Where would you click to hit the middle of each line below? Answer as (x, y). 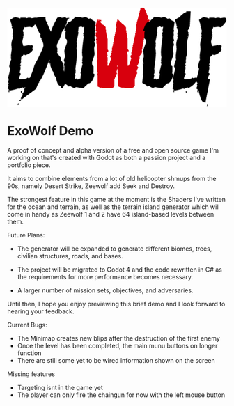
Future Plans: (26, 235)
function (29, 353)
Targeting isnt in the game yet (60, 387)
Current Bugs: (27, 325)
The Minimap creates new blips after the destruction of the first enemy (119, 338)
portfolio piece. (29, 165)
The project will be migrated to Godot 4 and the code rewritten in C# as (120, 270)
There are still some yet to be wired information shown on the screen (116, 360)
